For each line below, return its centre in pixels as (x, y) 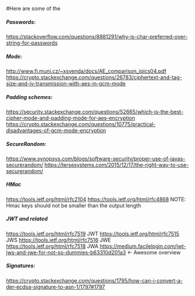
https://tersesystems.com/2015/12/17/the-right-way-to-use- (117, 165)
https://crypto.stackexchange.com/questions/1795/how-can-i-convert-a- (95, 280)
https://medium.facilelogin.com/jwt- (143, 246)
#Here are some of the (33, 8)
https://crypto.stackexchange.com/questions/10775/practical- (81, 124)
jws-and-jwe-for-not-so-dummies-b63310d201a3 (66, 252)
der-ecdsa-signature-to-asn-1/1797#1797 (56, 287)
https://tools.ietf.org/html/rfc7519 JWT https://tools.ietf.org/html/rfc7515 (93, 233)
